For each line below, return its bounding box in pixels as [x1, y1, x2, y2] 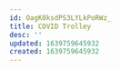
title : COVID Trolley [9, 22, 92, 31]
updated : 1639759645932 [9, 38, 100, 48]
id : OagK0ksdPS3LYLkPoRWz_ [9, 13, 112, 23]
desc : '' [9, 30, 43, 39]
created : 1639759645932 [9, 47, 100, 56]
